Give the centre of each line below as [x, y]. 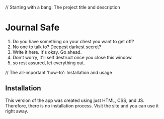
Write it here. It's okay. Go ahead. [47, 52]
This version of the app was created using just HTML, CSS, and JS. [75, 100]
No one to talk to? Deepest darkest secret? [57, 47]
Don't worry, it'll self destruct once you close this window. [72, 57]
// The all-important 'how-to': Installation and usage [59, 72]
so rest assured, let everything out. [49, 63]
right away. [17, 111]
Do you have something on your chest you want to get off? [73, 41]
